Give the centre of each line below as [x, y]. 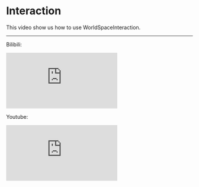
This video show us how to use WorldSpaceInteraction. [73, 27]
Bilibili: [14, 44]
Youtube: [17, 116]
